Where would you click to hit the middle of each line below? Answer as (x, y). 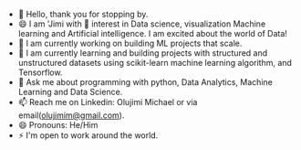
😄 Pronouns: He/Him (58, 125)
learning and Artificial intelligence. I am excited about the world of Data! (152, 33)
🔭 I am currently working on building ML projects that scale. (130, 43)
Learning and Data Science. (70, 92)
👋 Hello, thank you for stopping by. (83, 14)
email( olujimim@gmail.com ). (71, 115)
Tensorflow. (40, 72)
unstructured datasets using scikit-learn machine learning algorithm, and (155, 63)
